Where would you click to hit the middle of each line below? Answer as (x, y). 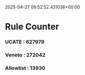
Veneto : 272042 (25, 55)
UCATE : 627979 (25, 42)
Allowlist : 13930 (25, 68)
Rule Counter (32, 27)
